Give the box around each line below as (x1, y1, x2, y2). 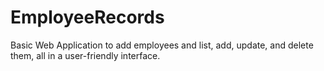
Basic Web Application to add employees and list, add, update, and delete (10, 39, 314, 51)
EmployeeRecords (10, 6, 165, 29)
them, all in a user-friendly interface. (10, 49, 161, 61)
